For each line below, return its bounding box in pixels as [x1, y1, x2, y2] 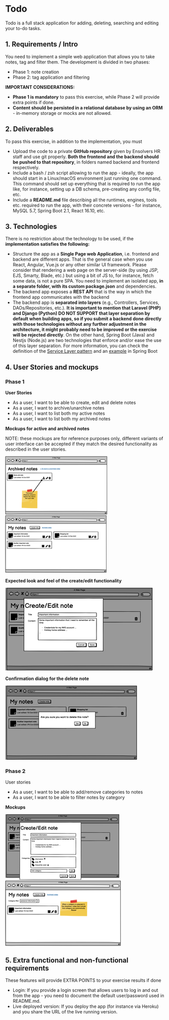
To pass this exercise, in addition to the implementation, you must [5, 138, 143, 144]
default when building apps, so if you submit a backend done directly [12, 316, 161, 322]
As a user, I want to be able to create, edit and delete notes [12, 399, 136, 406]
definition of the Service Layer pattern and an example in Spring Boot [12, 348, 158, 354]
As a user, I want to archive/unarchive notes [12, 405, 105, 411]
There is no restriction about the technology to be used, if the [5, 236, 134, 242]
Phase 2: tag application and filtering [12, 74, 90, 80]
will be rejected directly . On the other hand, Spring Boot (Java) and [12, 332, 155, 338]
